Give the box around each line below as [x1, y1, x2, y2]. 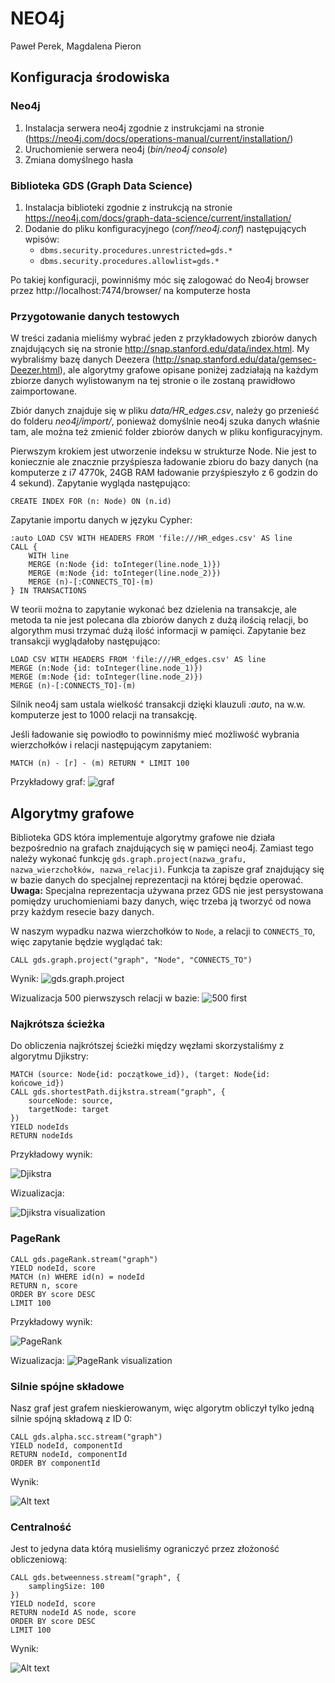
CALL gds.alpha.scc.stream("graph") [10, 1432, 163, 1442]
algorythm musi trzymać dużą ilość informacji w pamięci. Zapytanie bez [10, 625, 307, 637]
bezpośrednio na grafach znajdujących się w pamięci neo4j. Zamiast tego [10, 842, 314, 854]
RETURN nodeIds [10, 1131, 74, 1141]
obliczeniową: [10, 1553, 68, 1566]
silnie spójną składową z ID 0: [10, 1412, 133, 1424]
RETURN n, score [10, 1280, 78, 1291]
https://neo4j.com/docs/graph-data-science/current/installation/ [24, 212, 292, 224]
